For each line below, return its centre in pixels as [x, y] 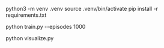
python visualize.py [30, 38]
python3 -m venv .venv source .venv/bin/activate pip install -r [82, 9]
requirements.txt [26, 15]
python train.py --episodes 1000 [46, 27]
